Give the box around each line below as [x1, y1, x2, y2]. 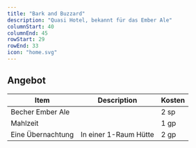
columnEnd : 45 [7, 29, 49, 37]
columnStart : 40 [7, 23, 54, 30]
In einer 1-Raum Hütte [80, 129, 154, 139]
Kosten [161, 95, 186, 105]
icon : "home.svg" [7, 49, 58, 56]
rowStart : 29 [7, 36, 45, 43]
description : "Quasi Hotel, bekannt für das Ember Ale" [7, 17, 172, 24]
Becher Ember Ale [10, 107, 70, 117]
